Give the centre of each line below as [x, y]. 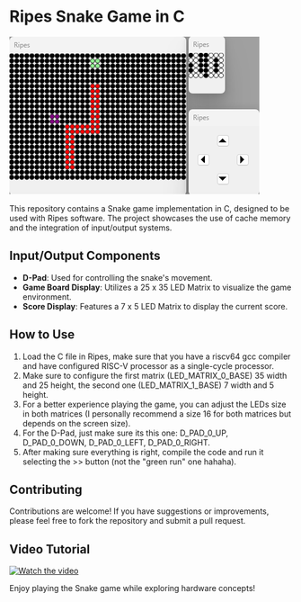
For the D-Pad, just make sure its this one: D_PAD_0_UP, [125, 433]
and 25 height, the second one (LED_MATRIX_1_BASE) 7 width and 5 [148, 385]
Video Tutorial [50, 549]
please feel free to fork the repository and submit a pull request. [128, 521]
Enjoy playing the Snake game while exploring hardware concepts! [133, 589]
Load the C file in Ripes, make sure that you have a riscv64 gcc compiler [156, 356]
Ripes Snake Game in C [97, 17]
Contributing [46, 489]
